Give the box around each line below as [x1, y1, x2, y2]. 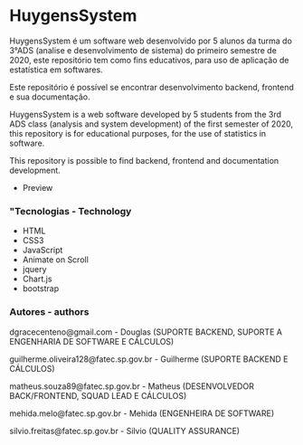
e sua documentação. [9, 91, 90, 102]
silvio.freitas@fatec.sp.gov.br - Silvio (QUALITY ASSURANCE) [9, 425, 241, 436]
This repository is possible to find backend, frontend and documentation [9, 155, 279, 166]
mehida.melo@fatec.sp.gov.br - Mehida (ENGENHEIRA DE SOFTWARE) [9, 408, 275, 419]
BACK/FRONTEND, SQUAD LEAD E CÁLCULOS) [9, 390, 187, 401]
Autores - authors [9, 306, 90, 318]
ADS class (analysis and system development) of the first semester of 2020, [9, 118, 294, 129]
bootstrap [22, 283, 60, 294]
